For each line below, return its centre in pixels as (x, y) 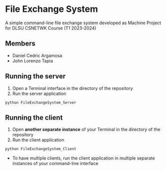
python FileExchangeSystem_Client (41, 149)
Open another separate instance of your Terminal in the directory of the (86, 129)
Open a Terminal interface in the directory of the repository (73, 88)
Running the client (34, 117)
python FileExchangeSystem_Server (41, 102)
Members (20, 44)
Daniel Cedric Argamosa (37, 55)
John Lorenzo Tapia (33, 61)
